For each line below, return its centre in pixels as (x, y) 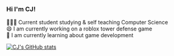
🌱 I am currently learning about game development (70, 35)
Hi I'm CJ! (21, 9)
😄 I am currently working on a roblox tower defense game (79, 29)
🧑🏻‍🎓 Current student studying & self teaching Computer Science (87, 23)
